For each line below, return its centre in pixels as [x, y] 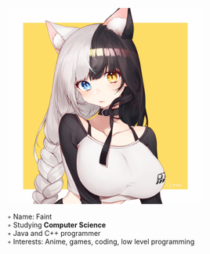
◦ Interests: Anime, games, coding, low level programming [101, 241]
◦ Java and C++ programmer [54, 233]
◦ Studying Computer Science [57, 225]
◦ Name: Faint [30, 216]
